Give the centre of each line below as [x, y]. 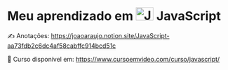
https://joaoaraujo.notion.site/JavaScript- [110, 35]
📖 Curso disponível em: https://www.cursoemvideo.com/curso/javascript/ [114, 59]
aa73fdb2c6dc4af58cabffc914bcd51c [62, 46]
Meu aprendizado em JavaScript [114, 16]
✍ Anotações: [28, 35]
